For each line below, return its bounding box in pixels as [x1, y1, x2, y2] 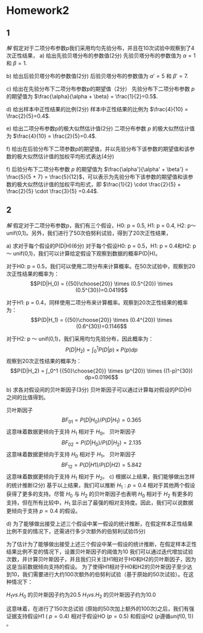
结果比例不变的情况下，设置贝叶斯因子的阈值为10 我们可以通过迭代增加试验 [6, 548, 193, 556]
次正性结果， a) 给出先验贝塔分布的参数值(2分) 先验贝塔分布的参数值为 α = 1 [6, 52, 196, 59]
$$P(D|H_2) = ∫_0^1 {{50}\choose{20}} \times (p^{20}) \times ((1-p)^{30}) [10, 367, 193, 374]
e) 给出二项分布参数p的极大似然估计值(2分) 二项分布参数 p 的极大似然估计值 [6, 125, 195, 132]
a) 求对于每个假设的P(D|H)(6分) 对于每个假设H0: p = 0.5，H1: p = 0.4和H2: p [6, 242, 196, 249]
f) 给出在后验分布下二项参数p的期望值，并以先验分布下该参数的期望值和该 [6, 146, 190, 152]
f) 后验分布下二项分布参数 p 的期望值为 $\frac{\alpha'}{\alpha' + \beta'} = [6, 165, 189, 173]
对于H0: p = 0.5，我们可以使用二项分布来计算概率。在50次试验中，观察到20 [6, 262, 196, 269]
